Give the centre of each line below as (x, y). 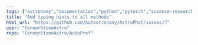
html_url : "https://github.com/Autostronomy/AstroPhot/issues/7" (88, 22)
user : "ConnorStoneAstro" (38, 28)
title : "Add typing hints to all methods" (59, 17)
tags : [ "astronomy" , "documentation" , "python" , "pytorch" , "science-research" (101, 11)
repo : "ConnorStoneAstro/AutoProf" (50, 33)
